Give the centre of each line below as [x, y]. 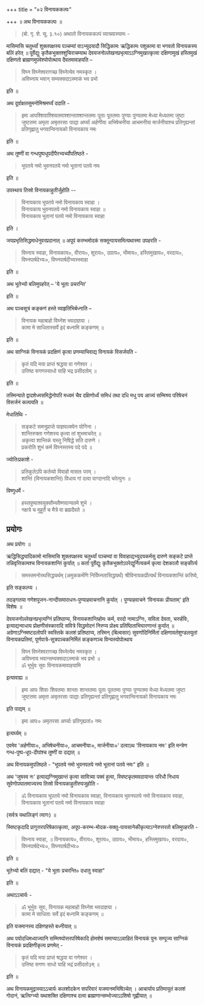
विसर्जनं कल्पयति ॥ [25, 402]
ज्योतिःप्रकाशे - [20, 459]
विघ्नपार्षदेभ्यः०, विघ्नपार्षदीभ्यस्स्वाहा [55, 260]
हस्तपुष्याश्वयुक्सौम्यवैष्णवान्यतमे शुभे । [57, 503]
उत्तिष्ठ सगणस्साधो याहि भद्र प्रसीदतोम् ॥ [59, 371]
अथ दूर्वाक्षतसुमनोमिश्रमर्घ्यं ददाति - [38, 103]
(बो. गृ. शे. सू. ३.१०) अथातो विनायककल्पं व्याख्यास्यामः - [75, 34]
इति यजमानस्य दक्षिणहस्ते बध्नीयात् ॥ [41, 926]
